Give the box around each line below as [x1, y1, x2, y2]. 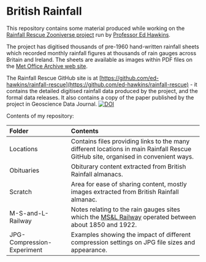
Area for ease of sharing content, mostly [71, 179, 187, 188]
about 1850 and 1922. [71, 220, 137, 229]
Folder [9, 127, 29, 135]
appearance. [71, 245, 107, 254]
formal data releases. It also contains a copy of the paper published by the [6, 94, 194, 101]
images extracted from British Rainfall [71, 187, 179, 196]
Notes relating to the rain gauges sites [71, 205, 181, 214]
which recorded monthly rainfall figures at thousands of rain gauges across [6, 49, 197, 56]
